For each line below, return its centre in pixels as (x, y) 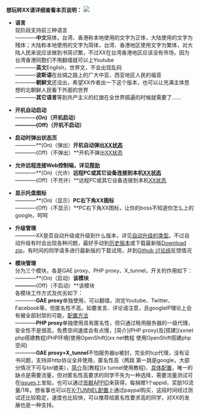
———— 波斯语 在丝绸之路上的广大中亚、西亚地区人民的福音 (88, 75)
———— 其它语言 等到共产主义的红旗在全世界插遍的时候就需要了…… (98, 97)
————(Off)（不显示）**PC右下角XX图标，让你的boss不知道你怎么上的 (104, 208)
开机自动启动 (30, 110)
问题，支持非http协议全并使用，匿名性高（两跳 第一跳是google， (100, 360)
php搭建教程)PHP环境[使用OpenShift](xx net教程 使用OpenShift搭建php (103, 338)
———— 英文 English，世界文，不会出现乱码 (68, 68)
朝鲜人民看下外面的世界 (59, 90)
